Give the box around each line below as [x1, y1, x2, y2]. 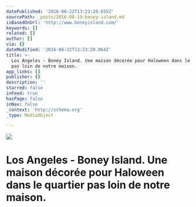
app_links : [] [6, 69, 41, 74]
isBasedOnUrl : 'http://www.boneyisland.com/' [6, 19, 119, 25]
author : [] [6, 36, 33, 42]
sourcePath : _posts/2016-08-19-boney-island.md [6, 14, 125, 20]
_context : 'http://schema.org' [6, 107, 83, 113]
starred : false [6, 85, 43, 91]
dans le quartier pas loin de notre [6, 178, 170, 192]
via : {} [6, 42, 25, 47]
